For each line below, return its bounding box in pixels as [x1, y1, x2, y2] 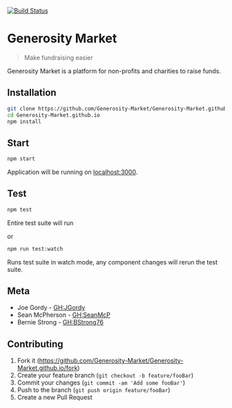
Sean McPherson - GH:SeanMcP [17, 311, 110, 319]
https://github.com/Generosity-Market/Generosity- [39, 356, 184, 365]
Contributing [7, 338, 64, 350]
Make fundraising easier [23, 53, 93, 61]
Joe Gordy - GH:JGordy [17, 304, 86, 312]
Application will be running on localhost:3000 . [7, 168, 138, 176]
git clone [7, 105, 36, 112]
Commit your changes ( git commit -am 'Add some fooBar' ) [17, 378, 186, 387]
